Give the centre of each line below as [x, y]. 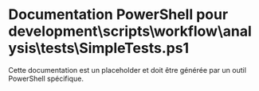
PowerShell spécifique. [46, 78]
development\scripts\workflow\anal [130, 31]
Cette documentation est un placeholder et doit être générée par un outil [128, 70]
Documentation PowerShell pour [118, 15]
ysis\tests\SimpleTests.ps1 [99, 48]
